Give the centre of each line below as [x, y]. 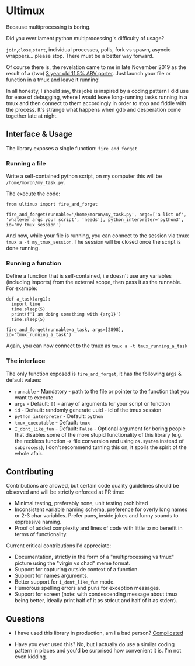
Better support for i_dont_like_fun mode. [65, 582]
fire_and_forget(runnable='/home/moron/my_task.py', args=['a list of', [96, 215]
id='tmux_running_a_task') [39, 335]
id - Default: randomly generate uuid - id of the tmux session [88, 410]
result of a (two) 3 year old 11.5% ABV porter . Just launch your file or [88, 73]
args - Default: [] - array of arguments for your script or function [92, 403]
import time [26, 304]
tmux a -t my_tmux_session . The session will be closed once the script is [93, 242]
